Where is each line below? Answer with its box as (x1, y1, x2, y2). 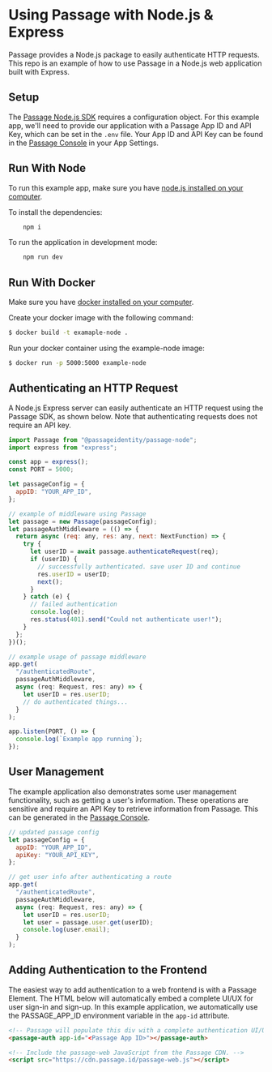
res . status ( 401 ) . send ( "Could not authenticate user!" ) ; (29, 615, 223, 624)
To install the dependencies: (8, 207, 103, 217)
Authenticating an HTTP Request (8, 381, 178, 395)
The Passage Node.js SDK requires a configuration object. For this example (8, 112, 260, 122)
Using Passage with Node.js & (8, 6, 214, 24)
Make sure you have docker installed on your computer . (8, 298, 194, 307)
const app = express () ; (8, 458, 89, 466)
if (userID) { (29, 555, 79, 564)
